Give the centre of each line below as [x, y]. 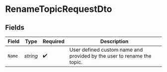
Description [114, 41]
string [31, 56]
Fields [15, 28]
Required [53, 41]
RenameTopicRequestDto [59, 9]
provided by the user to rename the [110, 56]
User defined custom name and [106, 50]
